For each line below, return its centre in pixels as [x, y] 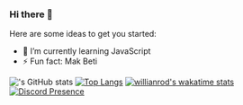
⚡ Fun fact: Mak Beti [59, 61]
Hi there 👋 [31, 14]
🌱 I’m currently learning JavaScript [86, 51]
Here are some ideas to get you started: [83, 34]
